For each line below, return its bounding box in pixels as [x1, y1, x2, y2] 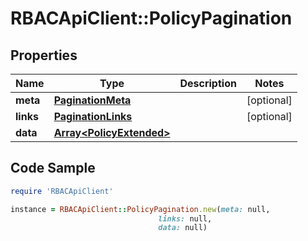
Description [179, 77, 237, 90]
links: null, [158, 213, 213, 224]
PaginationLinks [53, 110, 133, 123]
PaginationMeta [53, 93, 132, 107]
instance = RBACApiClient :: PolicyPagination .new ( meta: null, [10, 204, 271, 214]
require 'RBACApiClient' [10, 186, 114, 196]
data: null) [158, 223, 208, 233]
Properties [10, 47, 78, 64]
